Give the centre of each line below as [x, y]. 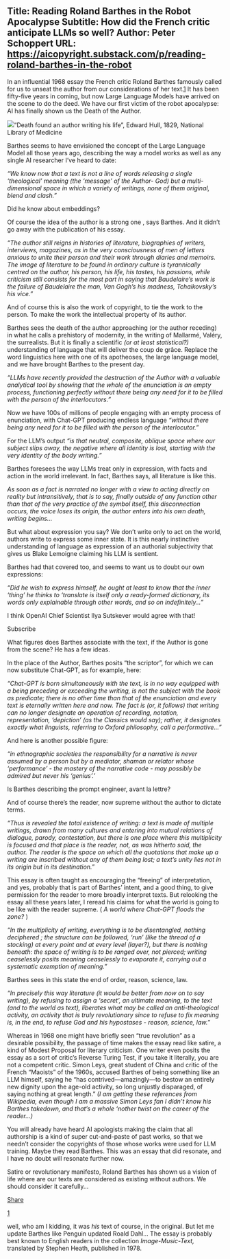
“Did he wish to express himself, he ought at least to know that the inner [109, 588]
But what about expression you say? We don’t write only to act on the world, [114, 531]
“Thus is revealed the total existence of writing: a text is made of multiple [111, 823]
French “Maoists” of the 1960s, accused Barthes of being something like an [114, 1072]
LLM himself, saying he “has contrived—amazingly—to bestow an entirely [111, 1079]
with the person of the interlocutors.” [59, 399]
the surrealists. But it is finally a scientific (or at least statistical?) [98, 342]
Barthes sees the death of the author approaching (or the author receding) [112, 327]
